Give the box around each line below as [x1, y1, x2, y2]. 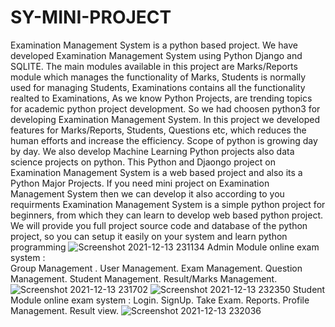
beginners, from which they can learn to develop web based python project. [10, 209, 324, 221]
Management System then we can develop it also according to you [10, 187, 285, 200]
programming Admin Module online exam [10, 241, 320, 253]
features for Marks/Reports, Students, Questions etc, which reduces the [10, 124, 307, 136]
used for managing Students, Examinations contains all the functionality [10, 81, 306, 93]
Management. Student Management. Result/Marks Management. [10, 272, 278, 285]
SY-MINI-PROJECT [10, 6, 172, 29]
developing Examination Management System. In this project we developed [10, 113, 320, 125]
